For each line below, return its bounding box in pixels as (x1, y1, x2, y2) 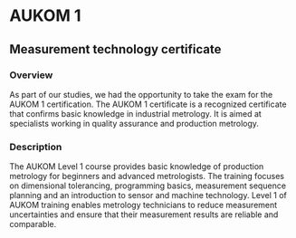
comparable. (9, 219, 57, 230)
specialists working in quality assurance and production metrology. (9, 118, 260, 129)
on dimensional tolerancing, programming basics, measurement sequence (9, 180, 287, 191)
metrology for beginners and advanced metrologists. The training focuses (9, 171, 285, 182)
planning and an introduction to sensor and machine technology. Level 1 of (9, 190, 287, 201)
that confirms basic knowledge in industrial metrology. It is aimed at (9, 108, 263, 119)
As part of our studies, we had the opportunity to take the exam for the (9, 89, 273, 100)
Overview (9, 69, 53, 81)
